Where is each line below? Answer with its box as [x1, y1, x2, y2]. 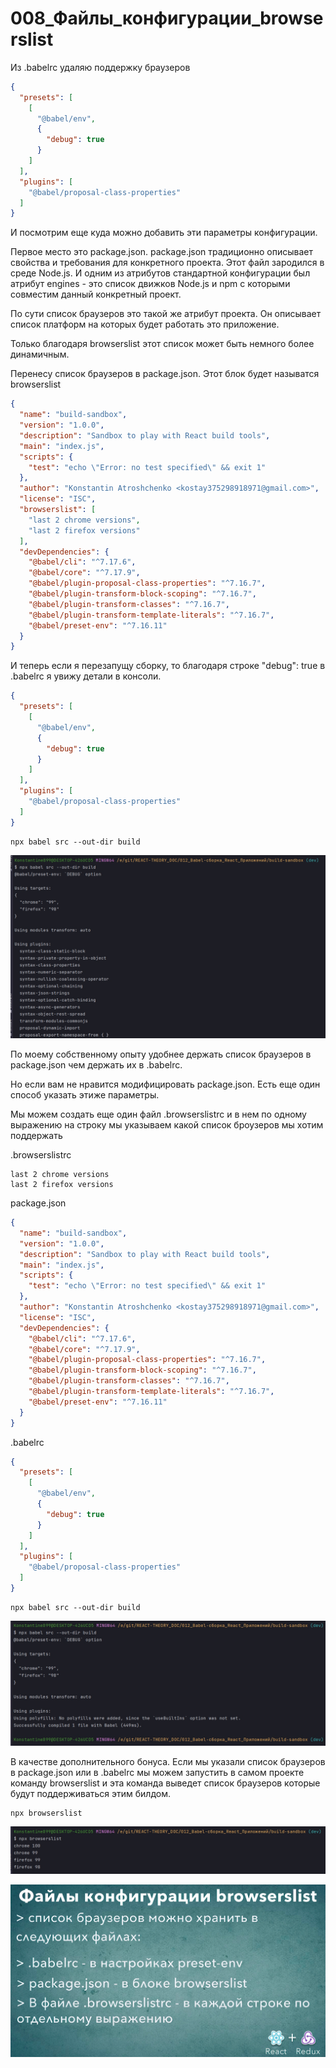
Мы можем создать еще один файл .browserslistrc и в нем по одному [10, 1108, 307, 1121]
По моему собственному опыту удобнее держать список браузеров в [10, 1048, 312, 1061]
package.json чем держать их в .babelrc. [10, 1059, 183, 1071]
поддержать [10, 1130, 63, 1142]
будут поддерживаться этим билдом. [10, 1787, 172, 1799]
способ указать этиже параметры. [10, 1089, 160, 1101]
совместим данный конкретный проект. [10, 288, 182, 301]
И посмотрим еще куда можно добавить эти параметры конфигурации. [10, 227, 318, 239]
